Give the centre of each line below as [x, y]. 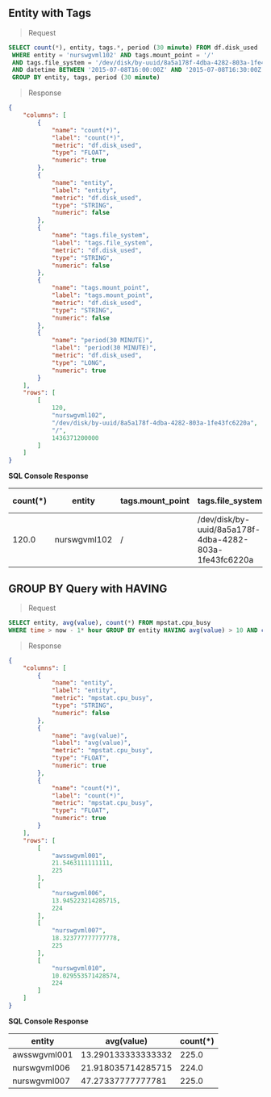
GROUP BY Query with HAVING [88, 588]
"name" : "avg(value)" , [90, 735]
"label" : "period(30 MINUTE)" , [104, 348]
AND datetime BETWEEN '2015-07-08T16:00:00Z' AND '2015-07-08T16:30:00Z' [138, 70]
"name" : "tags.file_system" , [100, 236]
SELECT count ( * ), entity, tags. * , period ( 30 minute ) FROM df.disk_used [133, 48]
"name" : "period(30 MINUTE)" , [102, 341]
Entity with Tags [50, 13]
